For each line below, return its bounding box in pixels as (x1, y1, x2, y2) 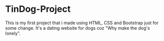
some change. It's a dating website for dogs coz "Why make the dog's (5, 25, 150, 31)
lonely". (5, 30, 21, 36)
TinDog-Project (5, 3, 71, 15)
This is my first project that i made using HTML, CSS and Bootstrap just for (5, 20, 159, 26)
